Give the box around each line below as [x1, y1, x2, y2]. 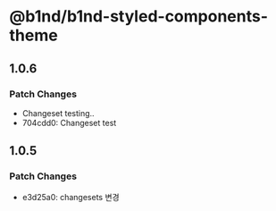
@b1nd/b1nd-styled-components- [9, 6, 269, 27]
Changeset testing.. [21, 107, 96, 118]
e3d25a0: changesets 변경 [21, 191, 120, 202]
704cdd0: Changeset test [21, 117, 117, 128]
